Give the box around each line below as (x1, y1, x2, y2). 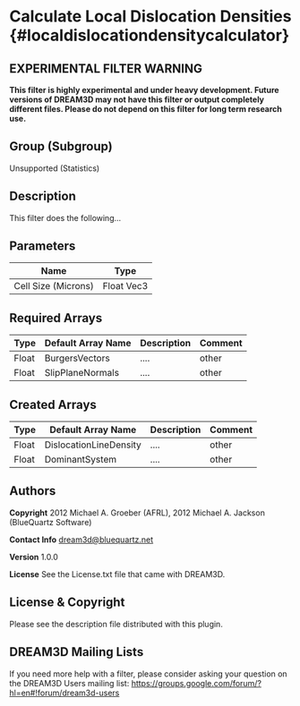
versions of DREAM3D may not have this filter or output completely (9, 94, 264, 105)
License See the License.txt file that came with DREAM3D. (9, 568, 226, 579)
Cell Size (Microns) (13, 280, 94, 293)
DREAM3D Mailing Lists (9, 644, 144, 659)
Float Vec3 (102, 280, 149, 293)
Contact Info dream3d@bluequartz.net (9, 534, 154, 545)
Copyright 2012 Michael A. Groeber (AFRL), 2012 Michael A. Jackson (9, 507, 266, 518)
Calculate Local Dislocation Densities (9, 6, 292, 27)
